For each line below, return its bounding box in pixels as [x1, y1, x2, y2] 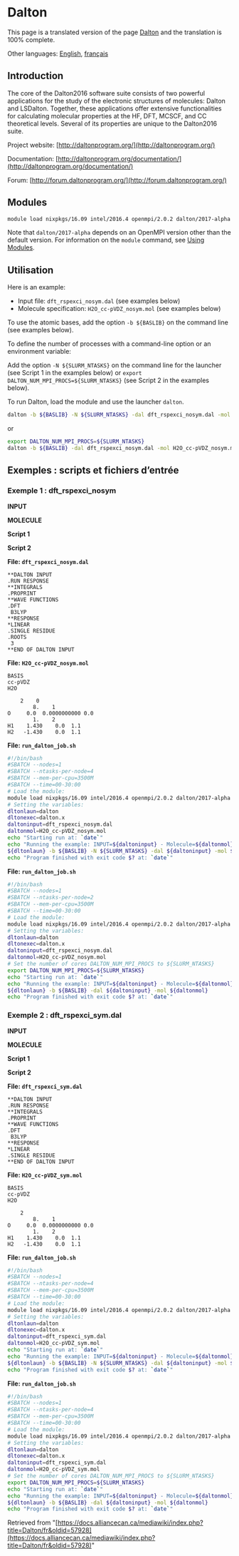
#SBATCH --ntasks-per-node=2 [7, 894, 94, 901]
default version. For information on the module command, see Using [7, 236, 205, 245]
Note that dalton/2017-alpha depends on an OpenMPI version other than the [7, 228, 231, 237]
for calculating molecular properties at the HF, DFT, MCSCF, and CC [7, 111, 207, 120]
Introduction [7, 70, 64, 82]
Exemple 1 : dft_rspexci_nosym [7, 486, 117, 496]
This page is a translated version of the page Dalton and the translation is [7, 28, 222, 36]
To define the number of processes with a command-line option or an [7, 339, 211, 348]
